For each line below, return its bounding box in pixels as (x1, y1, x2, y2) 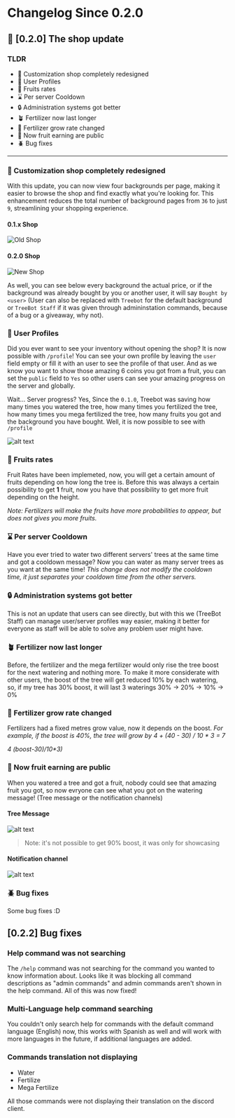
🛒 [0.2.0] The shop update (7, 33, 124, 45)
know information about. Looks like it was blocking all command (7, 971, 192, 980)
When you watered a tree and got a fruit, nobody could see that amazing (7, 779, 217, 787)
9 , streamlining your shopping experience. (7, 204, 129, 213)
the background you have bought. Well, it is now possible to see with (7, 417, 206, 426)
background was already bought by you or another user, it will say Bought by (7, 288, 227, 297)
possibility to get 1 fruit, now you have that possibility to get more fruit (7, 485, 208, 494)
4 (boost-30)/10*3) (7, 745, 63, 753)
